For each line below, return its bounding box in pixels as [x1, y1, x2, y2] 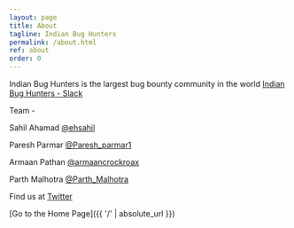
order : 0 [9, 54, 42, 63]
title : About [9, 21, 58, 30]
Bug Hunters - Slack [9, 88, 83, 98]
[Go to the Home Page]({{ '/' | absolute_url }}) [9, 208, 175, 218]
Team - [9, 106, 35, 115]
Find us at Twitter [9, 192, 73, 201]
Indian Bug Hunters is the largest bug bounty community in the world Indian [9, 79, 285, 89]
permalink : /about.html [9, 37, 97, 47]
